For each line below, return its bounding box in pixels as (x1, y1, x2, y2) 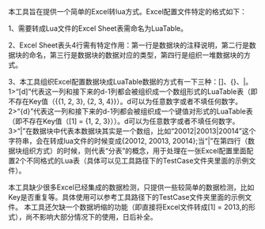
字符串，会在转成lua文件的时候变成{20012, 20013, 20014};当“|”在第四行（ (8, 137, 248, 145)
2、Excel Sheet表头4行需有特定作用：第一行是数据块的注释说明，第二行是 (8, 40, 249, 50)
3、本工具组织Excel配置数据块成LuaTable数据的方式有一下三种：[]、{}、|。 (8, 77, 253, 86)
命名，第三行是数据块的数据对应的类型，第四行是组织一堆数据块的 (28, 51, 244, 59)
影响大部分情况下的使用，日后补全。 (39, 212, 157, 221)
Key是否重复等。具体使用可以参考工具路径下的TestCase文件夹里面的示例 (8, 193, 245, 201)
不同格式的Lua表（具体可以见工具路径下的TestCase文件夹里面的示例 (26, 156, 249, 165)
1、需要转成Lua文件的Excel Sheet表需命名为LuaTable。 (8, 24, 188, 33)
